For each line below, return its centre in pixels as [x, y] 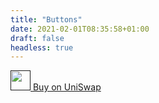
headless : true [42, 47]
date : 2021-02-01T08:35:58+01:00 [80, 29]
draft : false [37, 38]
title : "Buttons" [46, 19]
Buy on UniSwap [67, 87]
